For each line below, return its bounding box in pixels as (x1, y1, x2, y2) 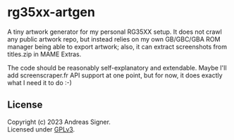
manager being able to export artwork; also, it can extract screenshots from (7, 42, 228, 51)
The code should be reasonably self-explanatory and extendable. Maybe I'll (7, 63, 227, 72)
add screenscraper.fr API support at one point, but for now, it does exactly (7, 71, 223, 79)
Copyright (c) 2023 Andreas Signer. (7, 117, 111, 126)
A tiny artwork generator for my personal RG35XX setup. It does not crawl (7, 27, 222, 36)
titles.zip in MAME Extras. (7, 50, 82, 58)
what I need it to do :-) (7, 78, 73, 87)
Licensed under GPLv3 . (7, 125, 75, 134)
